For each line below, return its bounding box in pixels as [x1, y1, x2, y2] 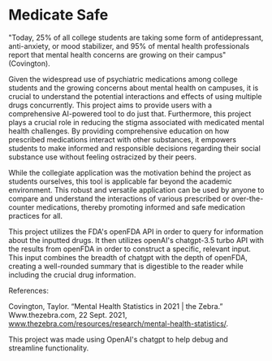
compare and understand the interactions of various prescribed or [8, 194, 230, 203]
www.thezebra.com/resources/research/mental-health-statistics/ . [8, 319, 229, 328]
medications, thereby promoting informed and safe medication [36, 202, 245, 212]
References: [8, 285, 49, 295]
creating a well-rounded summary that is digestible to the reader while [8, 261, 244, 271]
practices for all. [8, 211, 63, 220]
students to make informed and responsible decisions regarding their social [8, 143, 261, 153]
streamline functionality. [8, 343, 89, 353]
